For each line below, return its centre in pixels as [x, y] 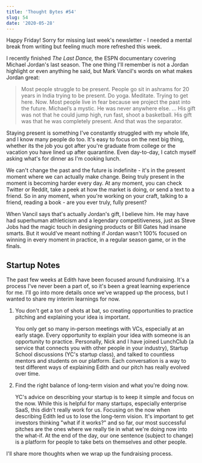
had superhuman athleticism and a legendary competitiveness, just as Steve [101, 220]
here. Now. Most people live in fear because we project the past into [106, 102]
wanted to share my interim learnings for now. [63, 299]
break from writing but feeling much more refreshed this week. [84, 46]
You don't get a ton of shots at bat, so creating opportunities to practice [104, 311]
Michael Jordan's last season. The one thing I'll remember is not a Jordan [97, 65]
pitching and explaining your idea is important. [73, 317]
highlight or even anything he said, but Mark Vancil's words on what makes [99, 71]
